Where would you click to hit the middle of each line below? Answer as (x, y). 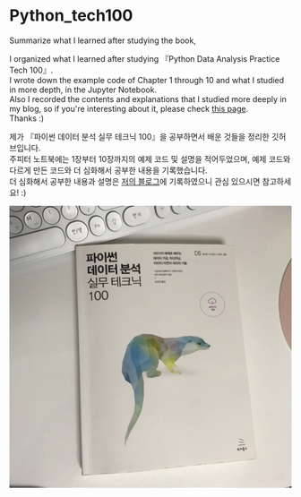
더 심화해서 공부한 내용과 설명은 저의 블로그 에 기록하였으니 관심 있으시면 (135, 181)
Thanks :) (27, 118)
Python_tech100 (71, 16)
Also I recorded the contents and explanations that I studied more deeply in (148, 99)
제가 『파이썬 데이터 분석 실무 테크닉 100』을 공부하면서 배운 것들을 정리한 (140, 136)
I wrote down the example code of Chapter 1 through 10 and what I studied (147, 80)
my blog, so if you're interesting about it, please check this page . (129, 108)
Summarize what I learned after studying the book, (103, 40)
